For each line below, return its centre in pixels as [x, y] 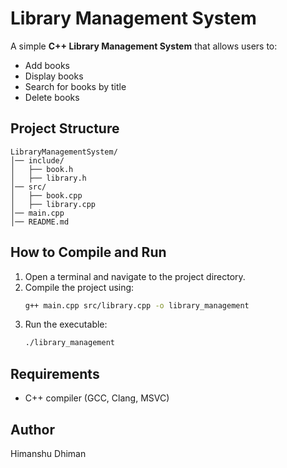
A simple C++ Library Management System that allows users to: [144, 46]
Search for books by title [75, 86]
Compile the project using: [79, 287]
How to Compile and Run [88, 252]
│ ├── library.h [48, 178]
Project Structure [65, 128]
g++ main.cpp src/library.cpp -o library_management [137, 305]
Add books [47, 65]
